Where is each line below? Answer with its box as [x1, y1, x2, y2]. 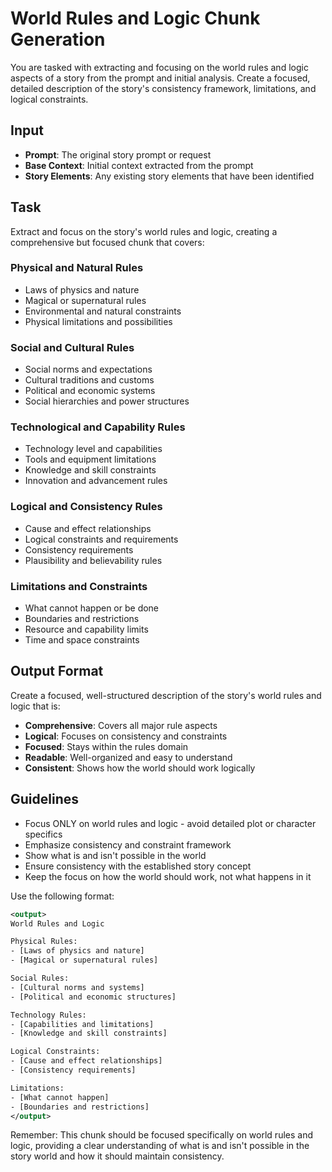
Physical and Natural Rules [10, 261, 144, 275]
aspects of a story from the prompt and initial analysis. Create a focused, [10, 72, 311, 84]
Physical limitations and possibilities [24, 315, 173, 327]
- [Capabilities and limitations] [10, 1019, 155, 1029]
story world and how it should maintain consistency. [10, 1150, 225, 1162]
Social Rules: [10, 973, 70, 984]
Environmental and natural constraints [24, 305, 182, 317]
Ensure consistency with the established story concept [24, 860, 252, 872]
